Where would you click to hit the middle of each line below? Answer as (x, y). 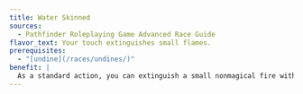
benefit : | (30, 68)
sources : (26, 26)
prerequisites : (38, 51)
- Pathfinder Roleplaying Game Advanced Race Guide (117, 34)
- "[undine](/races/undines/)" (76, 59)
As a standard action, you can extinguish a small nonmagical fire (147, 76)
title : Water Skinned (50, 17)
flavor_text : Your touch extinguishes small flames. (110, 43)
